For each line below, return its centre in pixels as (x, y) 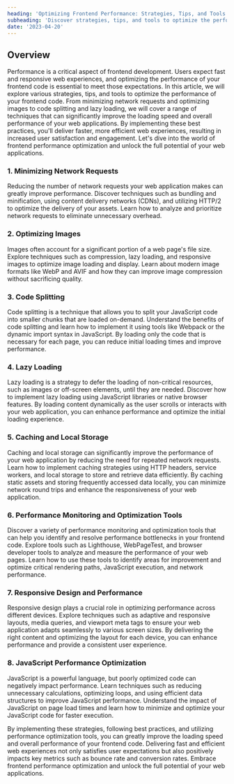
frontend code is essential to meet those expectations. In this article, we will (116, 86)
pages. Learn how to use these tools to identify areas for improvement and (114, 560)
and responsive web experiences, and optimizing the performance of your (114, 79)
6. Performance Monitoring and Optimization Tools (95, 515)
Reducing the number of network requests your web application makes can (115, 186)
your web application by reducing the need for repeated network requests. (114, 460)
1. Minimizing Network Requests (63, 171)
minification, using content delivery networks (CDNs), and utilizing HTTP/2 (114, 201)
